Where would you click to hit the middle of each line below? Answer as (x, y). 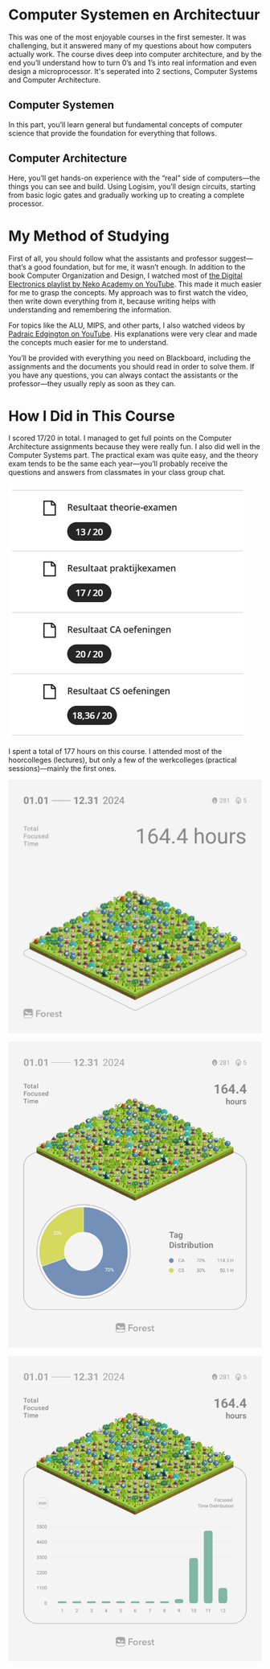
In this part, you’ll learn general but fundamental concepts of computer (126, 124)
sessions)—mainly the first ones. (62, 769)
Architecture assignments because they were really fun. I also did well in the (135, 447)
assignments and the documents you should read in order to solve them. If (131, 366)
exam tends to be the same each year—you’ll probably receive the (118, 464)
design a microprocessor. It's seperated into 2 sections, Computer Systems (133, 71)
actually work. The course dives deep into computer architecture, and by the (135, 54)
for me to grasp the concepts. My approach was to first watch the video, (128, 292)
